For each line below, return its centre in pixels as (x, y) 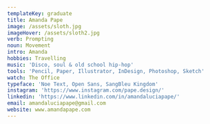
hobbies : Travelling (37, 59)
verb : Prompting (30, 39)
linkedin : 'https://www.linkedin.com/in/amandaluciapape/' (94, 97)
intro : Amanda (28, 52)
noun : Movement (29, 45)
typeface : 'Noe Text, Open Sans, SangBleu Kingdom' (83, 84)
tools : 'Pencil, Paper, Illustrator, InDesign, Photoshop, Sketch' (106, 71)
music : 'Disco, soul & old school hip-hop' (71, 65)
